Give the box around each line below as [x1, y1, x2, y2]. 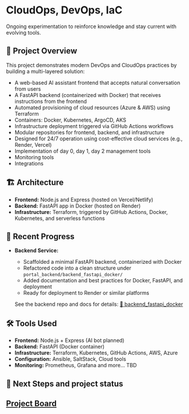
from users [14, 85, 41, 92]
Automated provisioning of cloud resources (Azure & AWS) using [14, 103, 170, 111]
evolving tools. [6, 29, 41, 36]
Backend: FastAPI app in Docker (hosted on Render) [14, 202, 141, 209]
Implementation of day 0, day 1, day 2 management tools [14, 147, 151, 154]
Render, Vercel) [14, 141, 52, 148]
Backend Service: [14, 247, 59, 254]
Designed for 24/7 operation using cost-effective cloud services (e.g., [14, 135, 183, 142]
